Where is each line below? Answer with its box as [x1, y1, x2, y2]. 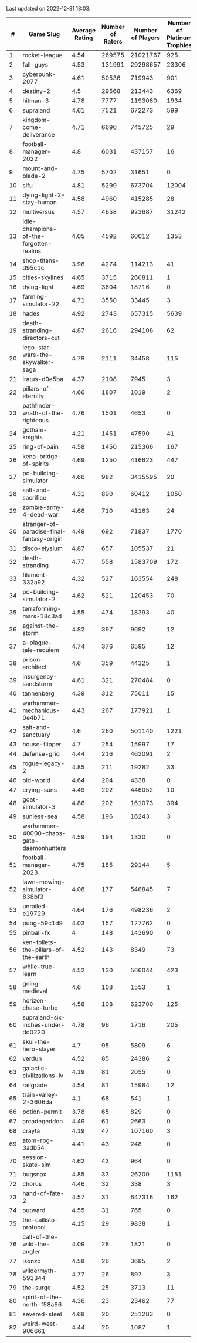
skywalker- [22, 358, 55, 366]
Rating [74, 34, 93, 42]
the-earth [22, 953, 50, 961]
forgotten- [22, 240, 52, 247]
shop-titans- [22, 256, 60, 264]
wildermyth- [22, 1266, 57, 1275]
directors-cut [22, 334, 60, 342]
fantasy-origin [22, 535, 63, 543]
